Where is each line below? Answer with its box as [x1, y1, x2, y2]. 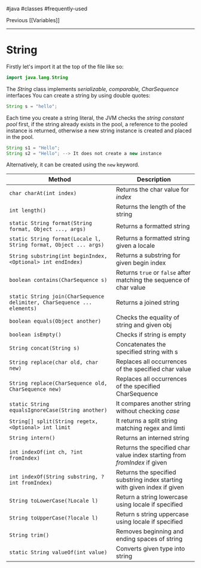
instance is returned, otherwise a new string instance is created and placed [6, 127, 192, 134]
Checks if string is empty [115, 330, 187, 339]
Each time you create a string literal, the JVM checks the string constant [6, 114, 184, 122]
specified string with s [115, 348, 178, 356]
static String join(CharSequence [9, 293, 105, 300]
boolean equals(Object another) [9, 318, 102, 325]
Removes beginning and [115, 527, 184, 536]
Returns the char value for [115, 186, 190, 194]
